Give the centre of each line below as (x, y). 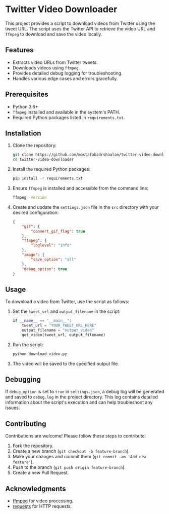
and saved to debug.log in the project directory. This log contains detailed (81, 397)
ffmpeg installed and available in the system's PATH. (66, 112)
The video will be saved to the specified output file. (66, 363)
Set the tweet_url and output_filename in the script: (66, 311)
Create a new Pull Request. (41, 473)
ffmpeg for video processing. (43, 501)
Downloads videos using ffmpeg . (46, 67)
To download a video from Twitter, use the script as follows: (67, 302)
